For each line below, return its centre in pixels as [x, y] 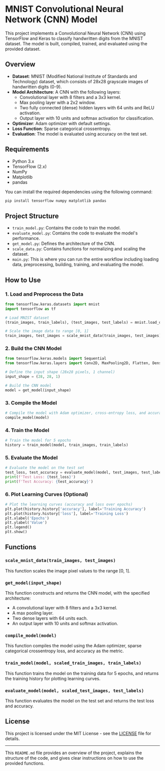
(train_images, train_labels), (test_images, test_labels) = [69, 322]
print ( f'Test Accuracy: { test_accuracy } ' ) [49, 481]
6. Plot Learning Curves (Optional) [47, 494]
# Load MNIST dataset [27, 318]
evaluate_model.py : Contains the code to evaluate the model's [75, 233]
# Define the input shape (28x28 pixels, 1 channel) [60, 372]
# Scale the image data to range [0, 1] [47, 331]
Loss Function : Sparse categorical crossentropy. [62, 129]
